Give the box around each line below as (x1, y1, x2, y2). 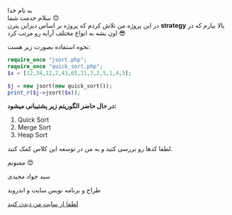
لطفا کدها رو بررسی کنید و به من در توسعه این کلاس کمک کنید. (7, 145, 173, 153)
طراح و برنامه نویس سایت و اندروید (7, 186, 101, 194)
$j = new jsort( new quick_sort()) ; (7, 82, 113, 90)
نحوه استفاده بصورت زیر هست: (7, 43, 91, 51)
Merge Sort (17, 123, 51, 132)
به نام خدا (7, 6, 33, 14)
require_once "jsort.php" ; (7, 56, 87, 63)
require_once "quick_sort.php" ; (7, 63, 103, 70)
